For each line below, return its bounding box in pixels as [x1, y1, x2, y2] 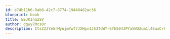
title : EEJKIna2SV [5, 17, 44, 22]
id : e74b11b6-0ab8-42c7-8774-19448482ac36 [5, 7, 96, 13]
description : [5, 26, 33, 31]
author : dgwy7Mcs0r [5, 21, 47, 27]
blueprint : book [5, 12, 39, 17]
